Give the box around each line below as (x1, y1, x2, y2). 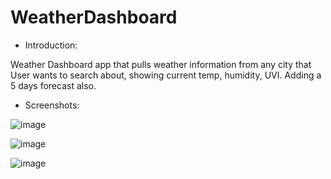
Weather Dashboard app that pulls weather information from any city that (10, 58, 312, 70)
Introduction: (24, 39, 78, 51)
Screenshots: (24, 99, 80, 111)
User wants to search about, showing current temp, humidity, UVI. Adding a (10, 69, 322, 81)
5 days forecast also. (10, 79, 97, 91)
